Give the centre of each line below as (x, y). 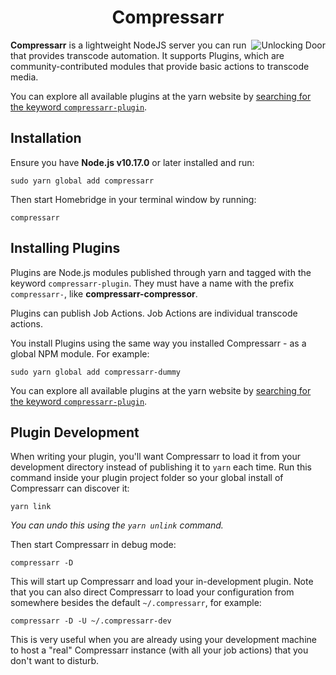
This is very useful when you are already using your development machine (163, 640)
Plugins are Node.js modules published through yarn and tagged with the (161, 272)
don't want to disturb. (55, 661)
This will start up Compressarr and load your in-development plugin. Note (162, 582)
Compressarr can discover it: (70, 488)
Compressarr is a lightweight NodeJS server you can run (128, 45)
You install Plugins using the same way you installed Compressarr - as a (158, 343)
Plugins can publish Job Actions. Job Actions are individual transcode (154, 313)
